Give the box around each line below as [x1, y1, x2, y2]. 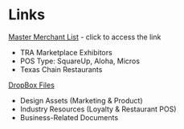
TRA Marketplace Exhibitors [19, 47, 112, 57]
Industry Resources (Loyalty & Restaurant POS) [19, 104, 177, 114]
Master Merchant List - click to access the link [8, 32, 162, 42]
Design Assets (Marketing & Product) [19, 95, 143, 105]
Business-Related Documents [19, 112, 119, 122]
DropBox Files [8, 80, 55, 90]
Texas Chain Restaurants [19, 64, 103, 74]
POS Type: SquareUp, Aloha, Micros [19, 56, 141, 66]
